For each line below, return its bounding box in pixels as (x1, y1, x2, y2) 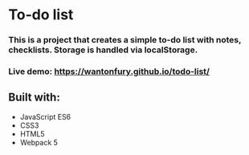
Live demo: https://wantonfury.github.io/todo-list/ (8, 66, 210, 77)
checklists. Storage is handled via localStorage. (8, 44, 198, 55)
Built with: (8, 91, 60, 104)
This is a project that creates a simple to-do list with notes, (8, 35, 242, 46)
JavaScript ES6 (19, 112, 71, 121)
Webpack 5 (19, 137, 59, 147)
